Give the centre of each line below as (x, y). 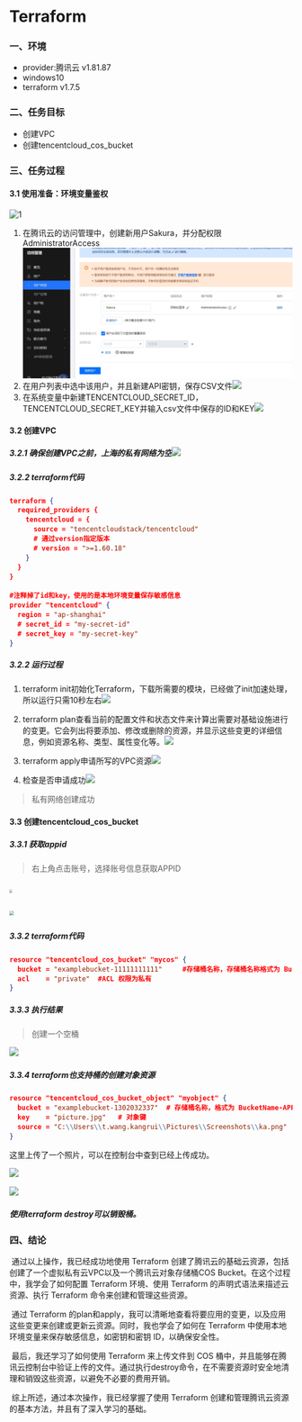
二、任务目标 (37, 113)
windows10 (43, 77)
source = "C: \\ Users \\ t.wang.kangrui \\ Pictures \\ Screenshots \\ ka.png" (152, 1127)
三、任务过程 (37, 170)
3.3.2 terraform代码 (47, 936)
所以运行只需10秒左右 (62, 701)
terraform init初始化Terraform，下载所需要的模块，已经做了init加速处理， (157, 689)
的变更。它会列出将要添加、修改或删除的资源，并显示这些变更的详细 (148, 730)
